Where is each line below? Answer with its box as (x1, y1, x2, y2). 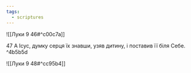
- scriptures (11, 14, 44, 20)
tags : (6, 8, 20, 15)
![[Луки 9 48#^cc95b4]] (6, 60, 66, 67)
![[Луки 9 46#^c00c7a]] (6, 30, 65, 37)
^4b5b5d (6, 48, 28, 55)
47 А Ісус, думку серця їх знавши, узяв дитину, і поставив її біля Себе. (6, 42, 186, 49)
